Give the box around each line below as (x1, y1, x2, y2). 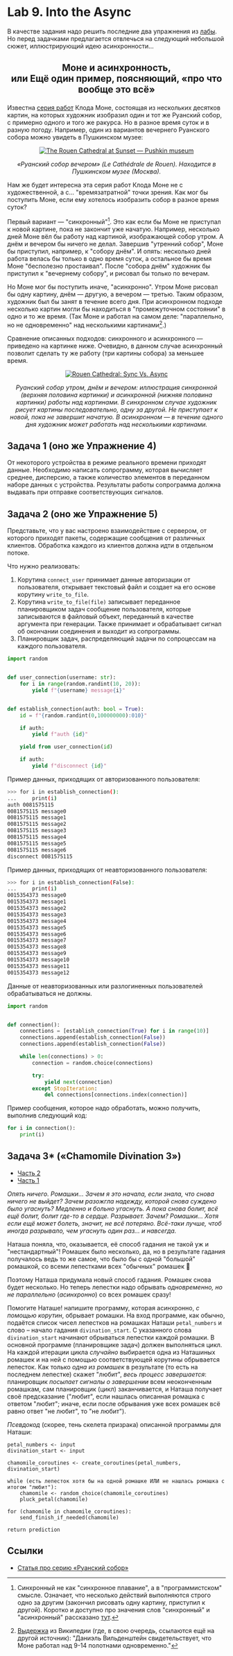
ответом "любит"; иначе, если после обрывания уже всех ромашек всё (7, 1399, 221, 1408)
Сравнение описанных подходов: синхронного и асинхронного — (7, 334, 203, 342)
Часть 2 (17, 1169, 41, 1177)
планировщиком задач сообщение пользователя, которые (17, 605, 191, 614)
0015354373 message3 (7, 911, 67, 918)
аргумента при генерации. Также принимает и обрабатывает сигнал (17, 620, 222, 628)
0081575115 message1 (7, 814, 67, 821)
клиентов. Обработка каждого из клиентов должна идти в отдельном (7, 541, 214, 550)
